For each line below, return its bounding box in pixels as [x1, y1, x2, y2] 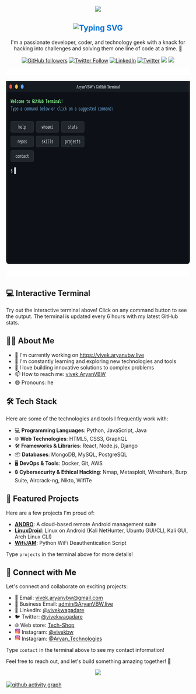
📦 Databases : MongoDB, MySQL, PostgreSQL [14, 451, 127, 458]
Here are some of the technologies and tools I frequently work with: [6, 415, 169, 422]
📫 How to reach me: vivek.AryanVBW [14, 370, 106, 377]
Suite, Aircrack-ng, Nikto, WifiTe [14, 477, 92, 484]
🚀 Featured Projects [6, 494, 79, 504]
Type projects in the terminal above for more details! [6, 550, 133, 558]
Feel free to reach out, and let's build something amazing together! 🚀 [6, 658, 171, 665]
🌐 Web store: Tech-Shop [14, 622, 75, 629]
